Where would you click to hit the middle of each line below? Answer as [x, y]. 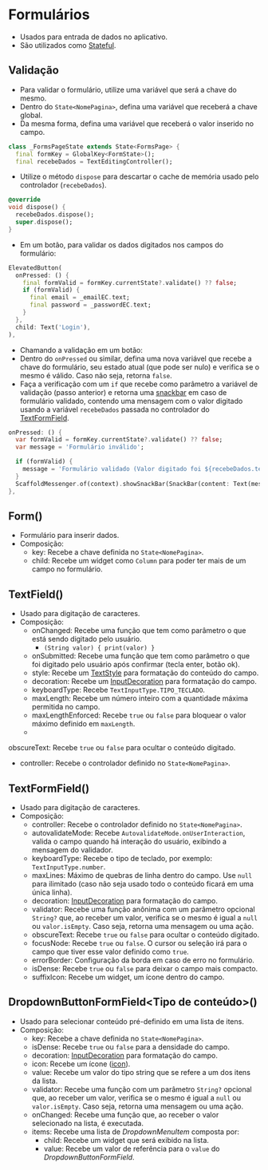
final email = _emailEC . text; [79, 298]
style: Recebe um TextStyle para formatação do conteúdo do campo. [145, 673]
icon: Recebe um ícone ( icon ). [81, 1064]
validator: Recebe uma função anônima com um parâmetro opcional [143, 909]
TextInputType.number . [69, 867]
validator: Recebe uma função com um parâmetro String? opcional [142, 1089]
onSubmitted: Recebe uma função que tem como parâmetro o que [140, 656]
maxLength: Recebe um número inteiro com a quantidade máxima [140, 698]
